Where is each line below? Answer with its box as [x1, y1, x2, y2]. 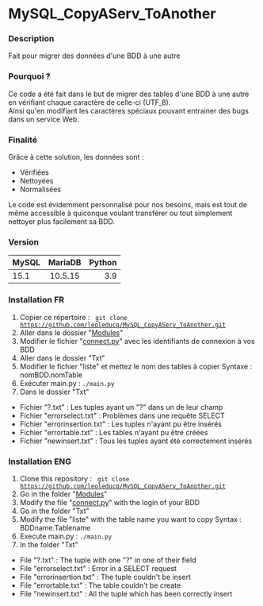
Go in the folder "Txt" [19, 506, 90, 515]
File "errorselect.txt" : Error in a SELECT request [19, 563, 177, 573]
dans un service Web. [8, 114, 79, 124]
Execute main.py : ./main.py [19, 531, 112, 541]
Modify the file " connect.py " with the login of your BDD [19, 497, 200, 507]
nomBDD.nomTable [19, 370, 83, 380]
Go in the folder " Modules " [19, 489, 108, 499]
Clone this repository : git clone [19, 473, 130, 483]
